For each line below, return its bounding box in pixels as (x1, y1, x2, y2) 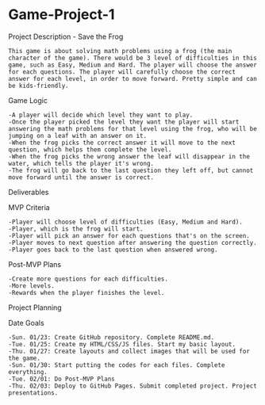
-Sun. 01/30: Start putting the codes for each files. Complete (8, 361, 225, 369)
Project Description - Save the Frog (8, 32, 124, 41)
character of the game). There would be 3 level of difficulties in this (8, 54, 258, 62)
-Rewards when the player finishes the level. (8, 288, 165, 296)
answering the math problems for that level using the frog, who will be (8, 124, 258, 132)
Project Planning (8, 303, 62, 312)
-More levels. (8, 281, 56, 290)
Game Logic (8, 95, 48, 105)
